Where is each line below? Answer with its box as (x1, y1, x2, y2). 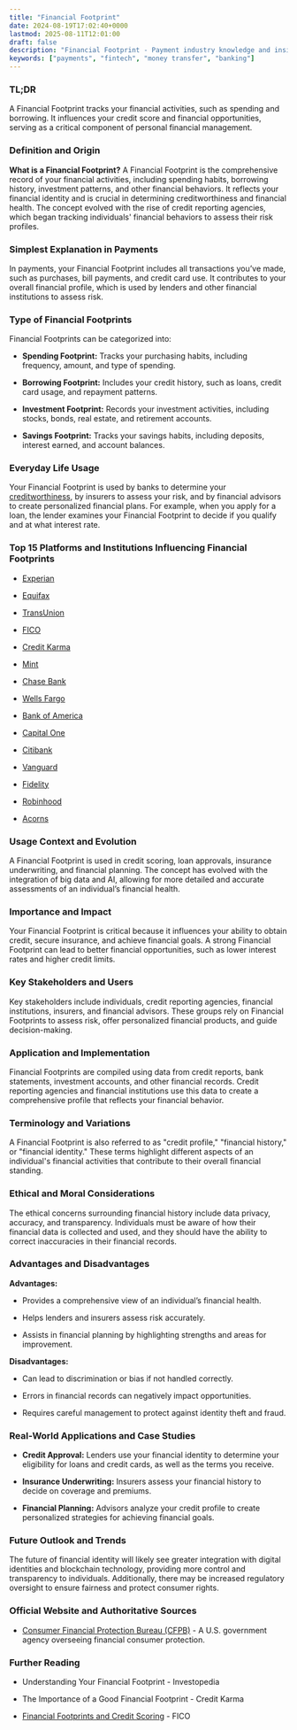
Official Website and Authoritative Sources (9, 1604, 197, 1617)
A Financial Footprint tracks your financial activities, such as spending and (9, 104, 280, 114)
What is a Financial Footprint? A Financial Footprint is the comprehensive (9, 165, 278, 175)
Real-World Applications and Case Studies (9, 1429, 196, 1441)
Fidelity (21, 778, 49, 789)
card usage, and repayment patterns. (21, 387, 157, 398)
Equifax (21, 590, 50, 600)
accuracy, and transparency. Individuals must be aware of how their (9, 1216, 256, 1227)
